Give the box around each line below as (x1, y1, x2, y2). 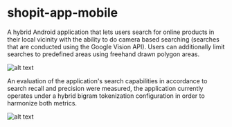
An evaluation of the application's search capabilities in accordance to (7, 76, 208, 85)
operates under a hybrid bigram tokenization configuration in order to (7, 92, 206, 100)
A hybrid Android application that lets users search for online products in (7, 28, 215, 36)
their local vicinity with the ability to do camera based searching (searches (7, 35, 220, 43)
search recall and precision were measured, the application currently (7, 84, 204, 92)
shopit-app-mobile (7, 5, 118, 21)
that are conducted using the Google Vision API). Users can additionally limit (7, 42, 225, 51)
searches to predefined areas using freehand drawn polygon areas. (7, 50, 199, 58)
